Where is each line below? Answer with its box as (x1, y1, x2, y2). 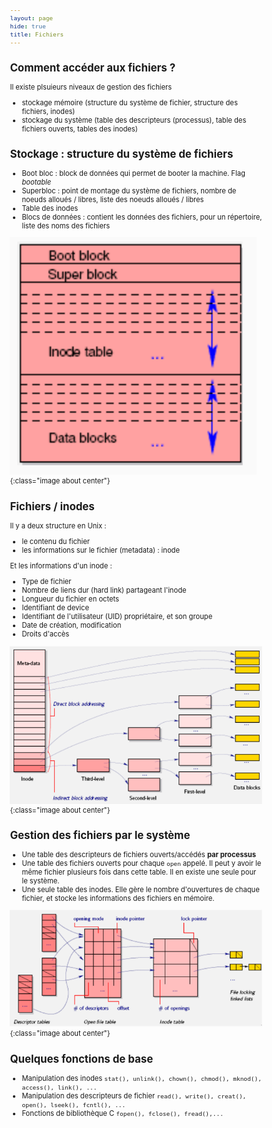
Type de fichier (21, 577, 72, 587)
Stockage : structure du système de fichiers (9, 147, 234, 161)
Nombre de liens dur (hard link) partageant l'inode (21, 585, 187, 596)
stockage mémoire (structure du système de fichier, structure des (21, 97, 238, 108)
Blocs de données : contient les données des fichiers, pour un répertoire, (21, 212, 263, 223)
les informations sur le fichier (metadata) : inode (21, 545, 180, 556)
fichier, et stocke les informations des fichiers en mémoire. (21, 893, 215, 903)
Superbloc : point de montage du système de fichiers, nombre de (21, 186, 237, 196)
